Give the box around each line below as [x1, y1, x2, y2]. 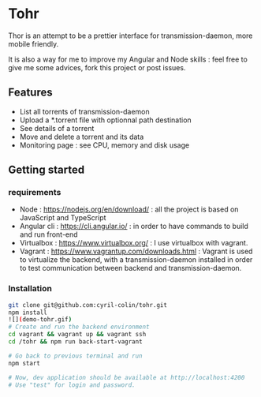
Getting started [8, 163, 85, 177]
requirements [8, 187, 62, 198]
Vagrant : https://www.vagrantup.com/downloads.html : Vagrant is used [19, 246, 253, 257]
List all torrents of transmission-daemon [19, 107, 150, 116]
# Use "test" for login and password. [8, 380, 136, 389]
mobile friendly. [8, 39, 59, 48]
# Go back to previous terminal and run [8, 352, 144, 360]
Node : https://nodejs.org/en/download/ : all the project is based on [19, 204, 239, 214]
